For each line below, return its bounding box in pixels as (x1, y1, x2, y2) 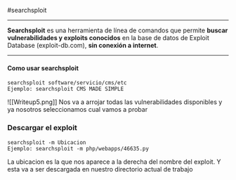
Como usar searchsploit (7, 63, 79, 72)
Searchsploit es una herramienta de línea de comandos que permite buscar (7, 26, 228, 34)
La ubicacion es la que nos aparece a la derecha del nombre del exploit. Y (7, 157, 221, 166)
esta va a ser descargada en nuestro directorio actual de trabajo (7, 165, 193, 173)
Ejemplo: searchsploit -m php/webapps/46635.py (7, 145, 150, 152)
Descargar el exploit (7, 123, 77, 133)
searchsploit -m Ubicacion (7, 139, 86, 146)
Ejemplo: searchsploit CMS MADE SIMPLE (7, 86, 124, 93)
